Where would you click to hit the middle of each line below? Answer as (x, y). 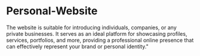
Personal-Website (52, 11)
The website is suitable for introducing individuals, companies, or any (92, 27)
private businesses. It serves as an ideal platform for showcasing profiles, (97, 33)
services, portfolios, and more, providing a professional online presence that (100, 40)
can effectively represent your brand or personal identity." (77, 46)
